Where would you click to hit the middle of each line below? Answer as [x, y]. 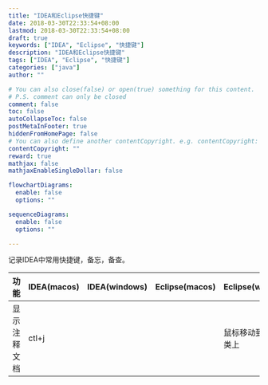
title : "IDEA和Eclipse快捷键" [56, 16]
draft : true [28, 38]
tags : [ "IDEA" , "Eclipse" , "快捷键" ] [69, 61]
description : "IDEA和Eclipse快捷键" [67, 53]
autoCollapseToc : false [48, 119]
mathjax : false [33, 163]
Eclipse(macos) [185, 287]
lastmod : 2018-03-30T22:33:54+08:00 [69, 30]
